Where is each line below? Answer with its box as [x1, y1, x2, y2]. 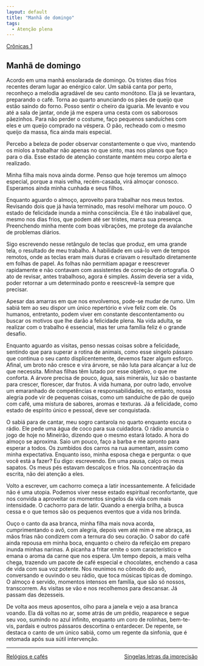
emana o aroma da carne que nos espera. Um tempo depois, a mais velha [6, 553, 191, 560]
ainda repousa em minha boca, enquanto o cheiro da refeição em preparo [6, 539, 191, 546]
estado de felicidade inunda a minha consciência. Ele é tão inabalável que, [6, 209, 192, 217]
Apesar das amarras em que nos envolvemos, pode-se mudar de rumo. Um [6, 298, 195, 305]
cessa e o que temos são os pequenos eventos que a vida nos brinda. [6, 508, 182, 515]
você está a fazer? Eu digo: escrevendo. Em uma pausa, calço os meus [6, 457, 185, 465]
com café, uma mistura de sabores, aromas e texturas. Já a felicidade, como [6, 400, 198, 407]
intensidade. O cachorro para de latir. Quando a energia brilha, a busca [6, 501, 184, 509]
